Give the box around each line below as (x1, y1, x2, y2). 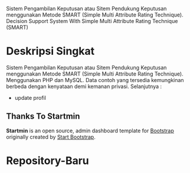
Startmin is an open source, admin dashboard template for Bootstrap (6, 127, 174, 134)
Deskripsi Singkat (6, 44, 95, 58)
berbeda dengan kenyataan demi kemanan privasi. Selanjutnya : (6, 83, 162, 90)
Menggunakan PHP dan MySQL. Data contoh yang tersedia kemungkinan (6, 76, 184, 83)
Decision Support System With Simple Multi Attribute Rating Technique (6, 18, 178, 24)
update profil (14, 94, 46, 101)
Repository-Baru (6, 154, 90, 167)
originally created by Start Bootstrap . (6, 133, 96, 141)
